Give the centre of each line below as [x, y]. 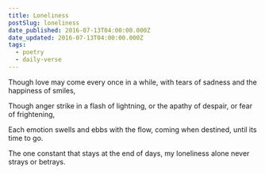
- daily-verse [38, 60]
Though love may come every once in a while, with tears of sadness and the [133, 82]
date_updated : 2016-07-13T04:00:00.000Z [76, 38]
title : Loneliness [38, 15]
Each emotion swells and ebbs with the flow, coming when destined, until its [132, 129]
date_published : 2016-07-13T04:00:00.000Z [79, 30]
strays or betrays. [37, 161]
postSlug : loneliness [44, 23]
